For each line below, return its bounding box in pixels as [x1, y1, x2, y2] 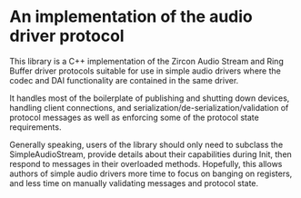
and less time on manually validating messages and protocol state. [9, 177, 259, 188]
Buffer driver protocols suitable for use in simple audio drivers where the [9, 65, 282, 76]
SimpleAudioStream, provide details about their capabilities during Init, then [9, 148, 293, 160]
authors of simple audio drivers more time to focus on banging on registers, [9, 168, 293, 179]
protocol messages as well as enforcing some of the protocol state [9, 112, 259, 123]
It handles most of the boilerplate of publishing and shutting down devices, [9, 93, 290, 104]
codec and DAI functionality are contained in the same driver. [9, 74, 239, 85]
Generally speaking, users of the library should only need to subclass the [9, 139, 284, 150]
